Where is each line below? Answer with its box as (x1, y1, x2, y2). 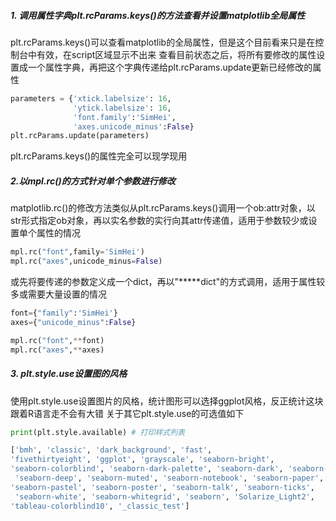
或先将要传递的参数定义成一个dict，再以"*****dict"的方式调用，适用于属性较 (10, 276, 326, 288)
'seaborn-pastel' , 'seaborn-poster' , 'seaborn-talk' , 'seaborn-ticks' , (10, 482, 315, 492)
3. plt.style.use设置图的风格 (10, 368, 128, 380)
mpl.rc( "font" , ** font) (10, 335, 105, 345)
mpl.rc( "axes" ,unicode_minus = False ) (10, 256, 163, 267)
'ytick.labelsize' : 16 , (73, 103, 172, 113)
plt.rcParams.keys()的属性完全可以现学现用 (10, 150, 188, 162)
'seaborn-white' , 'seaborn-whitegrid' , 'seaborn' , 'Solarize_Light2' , (14, 491, 315, 502)
